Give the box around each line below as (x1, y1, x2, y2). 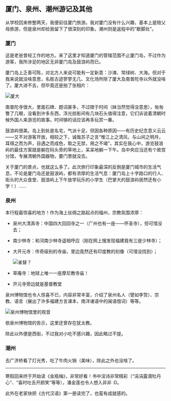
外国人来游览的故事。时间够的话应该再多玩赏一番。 (9, 117, 117, 123)
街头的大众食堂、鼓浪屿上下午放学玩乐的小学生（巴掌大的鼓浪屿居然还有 (5, 177, 157, 183)
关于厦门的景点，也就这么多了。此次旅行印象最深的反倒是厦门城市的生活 (5, 164, 157, 170)
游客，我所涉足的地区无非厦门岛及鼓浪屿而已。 (5, 59, 103, 65)
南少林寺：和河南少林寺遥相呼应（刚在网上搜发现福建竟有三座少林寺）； (12, 238, 162, 244)
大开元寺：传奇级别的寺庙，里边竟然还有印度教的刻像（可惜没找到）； (12, 248, 158, 255)
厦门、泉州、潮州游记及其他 (5, 5, 93, 14)
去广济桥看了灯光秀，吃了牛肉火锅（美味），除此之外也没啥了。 (5, 357, 137, 363)
